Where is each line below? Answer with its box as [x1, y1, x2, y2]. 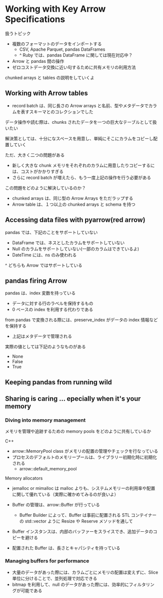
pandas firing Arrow [5, 276, 67, 285]
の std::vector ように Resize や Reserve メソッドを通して [19, 518, 133, 524]
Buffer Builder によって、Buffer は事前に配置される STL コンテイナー [19, 512, 157, 518]
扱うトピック [5, 30, 31, 36]
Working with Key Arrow [5, 3, 106, 15]
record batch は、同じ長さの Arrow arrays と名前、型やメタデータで [12, 102, 149, 108]
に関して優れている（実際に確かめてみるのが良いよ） [12, 491, 119, 498]
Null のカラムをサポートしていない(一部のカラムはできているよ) [12, 246, 140, 251]
